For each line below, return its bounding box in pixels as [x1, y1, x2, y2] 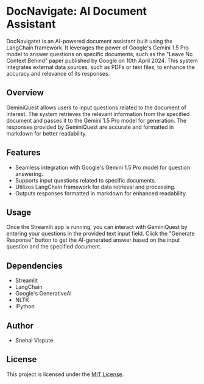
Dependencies [6, 261, 63, 271]
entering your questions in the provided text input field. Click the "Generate [6, 230, 195, 237]
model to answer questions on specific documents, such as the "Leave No [6, 50, 193, 57]
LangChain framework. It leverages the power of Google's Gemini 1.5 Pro [6, 44, 189, 51]
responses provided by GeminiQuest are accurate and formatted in [6, 123, 174, 131]
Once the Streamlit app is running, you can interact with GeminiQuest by [6, 223, 188, 231]
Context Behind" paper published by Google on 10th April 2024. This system [6, 57, 198, 64]
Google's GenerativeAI [15, 290, 72, 297]
